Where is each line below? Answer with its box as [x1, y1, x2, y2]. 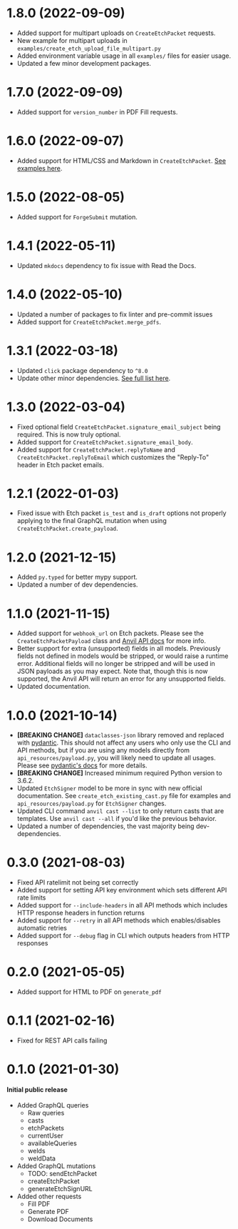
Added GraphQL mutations [16, 1162, 96, 1170]
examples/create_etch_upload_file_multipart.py [16, 45, 161, 52]
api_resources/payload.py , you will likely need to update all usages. [16, 754, 216, 762]
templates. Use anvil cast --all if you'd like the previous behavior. [16, 815, 217, 823]
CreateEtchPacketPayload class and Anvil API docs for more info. [16, 637, 206, 645]
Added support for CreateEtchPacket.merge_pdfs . [16, 317, 162, 326]
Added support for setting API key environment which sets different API [16, 886, 227, 895]
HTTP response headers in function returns [16, 909, 145, 917]
